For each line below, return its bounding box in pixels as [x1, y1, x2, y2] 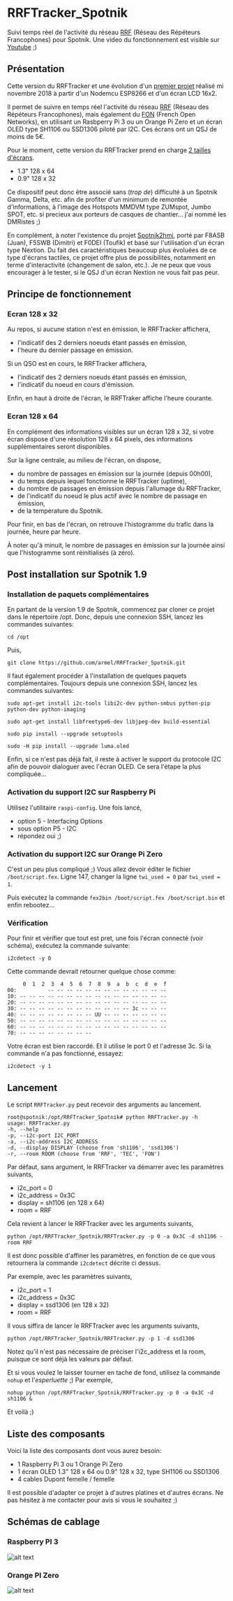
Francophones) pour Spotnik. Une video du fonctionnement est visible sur [7, 35, 220, 43]
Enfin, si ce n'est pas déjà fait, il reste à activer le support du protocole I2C [7, 755, 222, 763]
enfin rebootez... [7, 901, 55, 909]
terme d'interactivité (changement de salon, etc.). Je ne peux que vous [7, 261, 211, 269]
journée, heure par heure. [7, 527, 81, 536]
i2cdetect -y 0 [7, 955, 52, 962]
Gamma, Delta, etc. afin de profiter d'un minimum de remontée [7, 195, 188, 203]
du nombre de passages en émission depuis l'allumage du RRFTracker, [17, 484, 222, 492]
